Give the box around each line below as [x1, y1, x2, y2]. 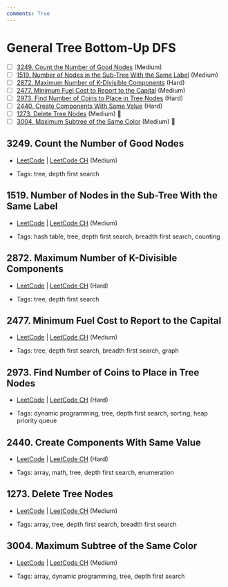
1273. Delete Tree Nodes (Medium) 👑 [16, 109, 122, 118]
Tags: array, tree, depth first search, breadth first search [16, 520, 177, 528]
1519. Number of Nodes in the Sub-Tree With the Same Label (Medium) [16, 71, 219, 79]
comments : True [6, 10, 50, 17]
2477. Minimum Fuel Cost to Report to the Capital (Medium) [16, 86, 186, 94]
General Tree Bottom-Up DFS [6, 39, 177, 55]
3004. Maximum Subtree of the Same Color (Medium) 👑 [16, 118, 175, 125]
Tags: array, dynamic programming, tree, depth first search [16, 572, 185, 580]
